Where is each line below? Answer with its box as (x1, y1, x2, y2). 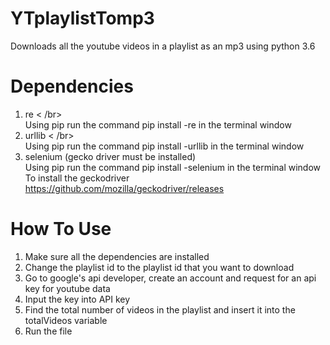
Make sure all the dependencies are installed (24, 250, 210, 262)
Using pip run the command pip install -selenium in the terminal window (24, 161, 322, 173)
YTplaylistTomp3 (10, 7, 155, 30)
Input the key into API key (24, 293, 131, 305)
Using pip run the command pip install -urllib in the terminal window (24, 140, 305, 152)
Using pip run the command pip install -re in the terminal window (24, 118, 292, 131)
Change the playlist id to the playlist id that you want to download (24, 261, 295, 273)
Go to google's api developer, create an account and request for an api (24, 272, 317, 284)
